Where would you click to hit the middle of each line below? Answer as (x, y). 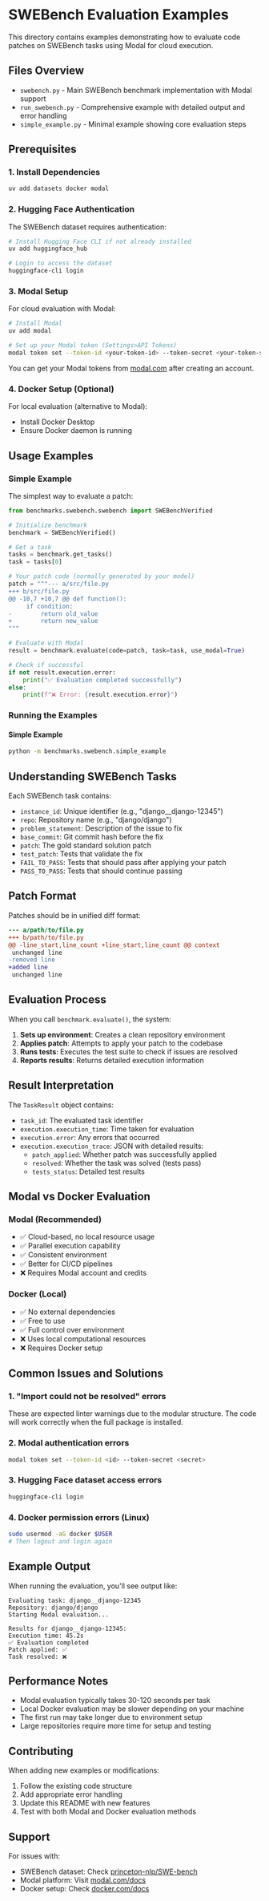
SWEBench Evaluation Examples (119, 15)
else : (17, 687)
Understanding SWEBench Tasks (93, 777)
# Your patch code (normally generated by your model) (102, 576)
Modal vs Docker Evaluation (79, 1197)
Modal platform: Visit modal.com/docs (83, 1880)
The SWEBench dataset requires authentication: (87, 227)
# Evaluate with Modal (46, 643)
